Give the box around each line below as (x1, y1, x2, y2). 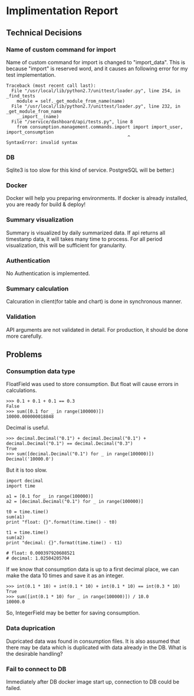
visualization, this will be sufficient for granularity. (6, 241, 127, 249)
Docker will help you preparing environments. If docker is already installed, (6, 195, 188, 202)
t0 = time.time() (6, 509, 49, 515)
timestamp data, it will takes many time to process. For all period (6, 235, 163, 243)
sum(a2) (6, 535, 25, 541)
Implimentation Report (6, 4, 119, 18)
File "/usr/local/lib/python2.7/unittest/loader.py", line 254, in (11, 87, 181, 94)
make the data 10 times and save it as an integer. (6, 572, 124, 579)
